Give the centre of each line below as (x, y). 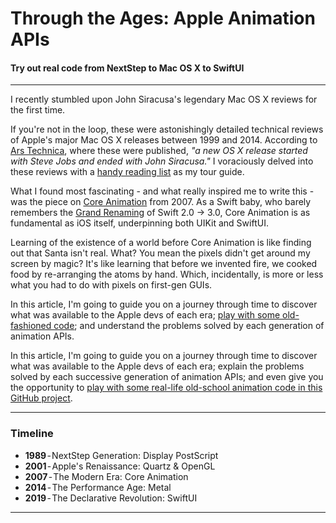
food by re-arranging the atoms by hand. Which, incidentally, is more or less (167, 274)
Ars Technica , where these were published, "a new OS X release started (159, 151)
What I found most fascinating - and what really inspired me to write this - (162, 191)
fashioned (31, 326)
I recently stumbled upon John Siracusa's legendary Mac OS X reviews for (164, 99)
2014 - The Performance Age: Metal (98, 487)
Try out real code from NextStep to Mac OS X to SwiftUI (127, 68)
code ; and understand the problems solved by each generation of (189, 326)
